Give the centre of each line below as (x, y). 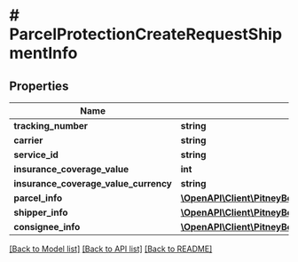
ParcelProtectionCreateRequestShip (145, 34)
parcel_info (38, 198)
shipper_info (41, 212)
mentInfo (43, 53)
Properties (39, 86)
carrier (28, 140)
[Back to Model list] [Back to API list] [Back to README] (111, 249)
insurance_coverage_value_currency (93, 183)
